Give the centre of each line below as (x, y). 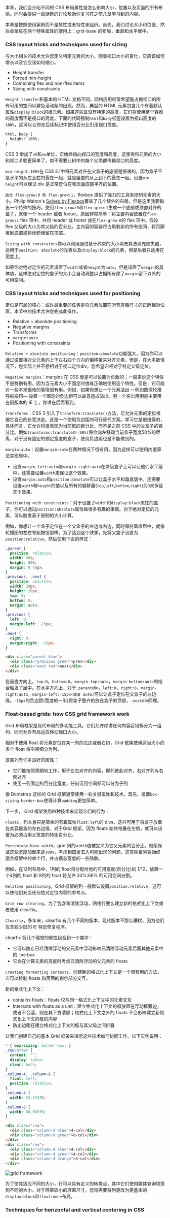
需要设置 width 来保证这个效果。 (58, 473)
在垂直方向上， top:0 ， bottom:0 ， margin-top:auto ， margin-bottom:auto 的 (82, 681)
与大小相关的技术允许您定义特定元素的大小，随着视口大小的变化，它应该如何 (85, 56)
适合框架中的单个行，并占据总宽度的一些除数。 (54, 858)
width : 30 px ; (24, 586)
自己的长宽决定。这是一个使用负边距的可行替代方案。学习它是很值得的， (89, 420)
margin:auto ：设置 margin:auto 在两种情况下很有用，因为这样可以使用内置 (81, 450)
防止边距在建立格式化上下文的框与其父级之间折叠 (63, 1025)
